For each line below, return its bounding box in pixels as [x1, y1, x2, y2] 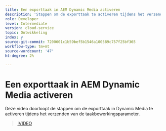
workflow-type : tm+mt [5, 44, 50, 49]
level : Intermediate [5, 21, 48, 26]
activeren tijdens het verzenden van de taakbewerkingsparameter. [5, 111, 140, 117]
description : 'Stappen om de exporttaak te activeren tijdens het [5, 12, 145, 17]
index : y [5, 35, 23, 40]
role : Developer [5, 16, 39, 21]
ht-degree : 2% [5, 53, 35, 58]
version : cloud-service [5, 26, 54, 31]
